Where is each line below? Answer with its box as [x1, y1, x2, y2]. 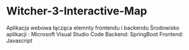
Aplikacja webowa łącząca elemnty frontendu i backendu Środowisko [6, 24, 180, 31]
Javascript [6, 37, 33, 44]
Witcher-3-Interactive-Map [6, 4, 147, 18]
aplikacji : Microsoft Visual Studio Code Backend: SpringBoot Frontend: [6, 30, 184, 37]
